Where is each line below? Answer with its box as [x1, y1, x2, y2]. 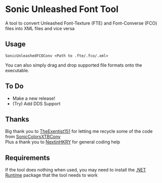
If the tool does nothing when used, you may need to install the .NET [5, 167, 146, 173]
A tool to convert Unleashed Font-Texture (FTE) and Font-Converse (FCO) [5, 20, 157, 26]
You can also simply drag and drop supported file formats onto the [5, 62, 142, 68]
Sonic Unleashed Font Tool [5, 4, 118, 15]
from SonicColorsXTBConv [5, 134, 61, 140]
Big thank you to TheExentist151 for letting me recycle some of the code [5, 128, 153, 134]
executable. [5, 67, 29, 73]
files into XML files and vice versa [5, 25, 75, 31]
